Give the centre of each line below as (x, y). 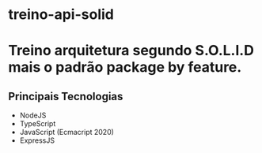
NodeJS (33, 115)
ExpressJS (37, 140)
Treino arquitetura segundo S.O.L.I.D (131, 51)
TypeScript (38, 124)
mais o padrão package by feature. (125, 67)
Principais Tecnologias (66, 96)
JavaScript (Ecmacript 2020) (67, 132)
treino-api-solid (61, 15)
